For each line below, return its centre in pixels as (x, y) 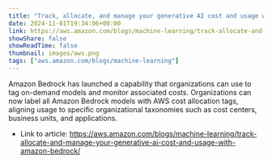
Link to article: (44, 133)
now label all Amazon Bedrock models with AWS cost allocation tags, (123, 101)
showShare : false (38, 38)
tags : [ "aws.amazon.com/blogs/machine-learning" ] (94, 61)
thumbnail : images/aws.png (54, 53)
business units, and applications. (63, 118)
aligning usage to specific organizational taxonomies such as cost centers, (133, 109)
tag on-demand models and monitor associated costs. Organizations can (130, 92)
